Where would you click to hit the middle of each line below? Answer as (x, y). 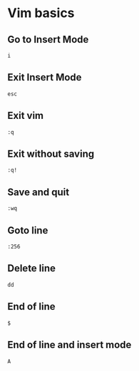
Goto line (28, 230)
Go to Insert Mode (48, 40)
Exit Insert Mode (45, 77)
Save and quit (38, 192)
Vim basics (41, 13)
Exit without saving (51, 154)
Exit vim (26, 116)
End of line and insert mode (69, 345)
